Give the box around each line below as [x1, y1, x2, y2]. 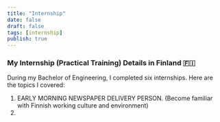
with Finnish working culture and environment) [16, 101, 149, 110]
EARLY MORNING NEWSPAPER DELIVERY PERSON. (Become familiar [16, 94, 213, 103]
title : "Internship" [7, 10, 66, 17]
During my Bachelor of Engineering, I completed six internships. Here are [7, 73, 214, 82]
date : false [7, 16, 41, 23]
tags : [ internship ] [7, 29, 63, 36]
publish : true [7, 36, 48, 42]
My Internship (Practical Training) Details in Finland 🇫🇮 [7, 58, 196, 68]
